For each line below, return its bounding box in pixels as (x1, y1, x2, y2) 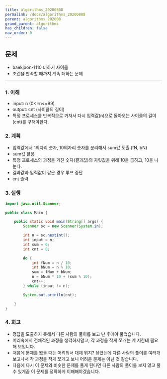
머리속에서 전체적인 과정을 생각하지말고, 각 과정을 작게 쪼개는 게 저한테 (12, 337, 149, 343)
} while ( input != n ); (23, 283, 70, 288)
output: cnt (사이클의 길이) (12, 107, 65, 113)
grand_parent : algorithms (5, 21, 59, 26)
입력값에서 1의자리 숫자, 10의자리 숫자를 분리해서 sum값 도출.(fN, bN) (12, 145, 148, 151)
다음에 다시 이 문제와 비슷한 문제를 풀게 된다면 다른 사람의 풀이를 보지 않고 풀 (12, 362, 161, 368)
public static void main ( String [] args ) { (14, 219, 103, 224)
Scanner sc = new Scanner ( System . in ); (23, 224, 103, 229)
